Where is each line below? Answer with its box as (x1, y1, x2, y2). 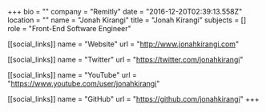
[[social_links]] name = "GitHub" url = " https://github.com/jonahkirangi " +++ (7, 94, 260, 103)
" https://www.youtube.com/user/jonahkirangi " (7, 79, 160, 88)
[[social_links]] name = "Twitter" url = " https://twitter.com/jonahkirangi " (7, 55, 244, 64)
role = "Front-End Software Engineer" (7, 24, 131, 33)
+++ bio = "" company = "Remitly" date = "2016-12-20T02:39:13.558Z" (7, 7, 243, 16)
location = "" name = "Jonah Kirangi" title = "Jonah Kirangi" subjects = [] (7, 15, 247, 25)
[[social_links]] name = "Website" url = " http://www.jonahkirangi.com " (7, 39, 240, 49)
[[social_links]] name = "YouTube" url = (7, 70, 138, 79)
